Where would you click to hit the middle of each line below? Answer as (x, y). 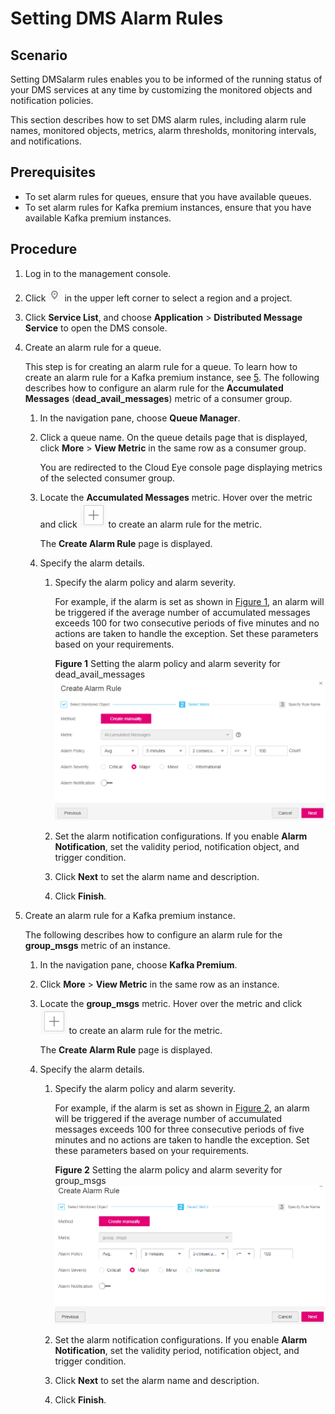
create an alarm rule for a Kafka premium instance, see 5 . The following (172, 377)
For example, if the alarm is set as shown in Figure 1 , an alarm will (189, 601)
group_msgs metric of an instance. (97, 945)
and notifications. (46, 141)
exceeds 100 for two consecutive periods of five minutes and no (187, 623)
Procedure (44, 249)
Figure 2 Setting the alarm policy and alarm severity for (168, 1169)
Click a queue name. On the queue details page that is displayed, (173, 437)
